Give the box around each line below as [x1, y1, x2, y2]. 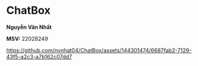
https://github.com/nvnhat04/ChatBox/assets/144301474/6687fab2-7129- [6, 46, 192, 54]
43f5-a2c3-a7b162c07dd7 [6, 53, 72, 60]
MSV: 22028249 [6, 35, 49, 42]
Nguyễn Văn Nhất [6, 23, 52, 31]
